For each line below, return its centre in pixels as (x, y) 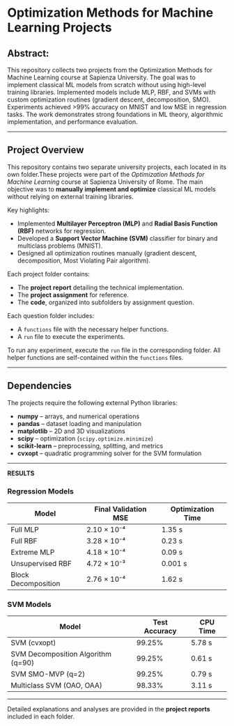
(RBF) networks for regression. (62, 230)
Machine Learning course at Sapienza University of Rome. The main (105, 182)
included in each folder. (41, 717)
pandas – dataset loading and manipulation (79, 423)
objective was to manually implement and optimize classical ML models (111, 189)
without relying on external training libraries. (70, 196)
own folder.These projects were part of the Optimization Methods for (106, 174)
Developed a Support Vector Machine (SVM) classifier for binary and (117, 238)
